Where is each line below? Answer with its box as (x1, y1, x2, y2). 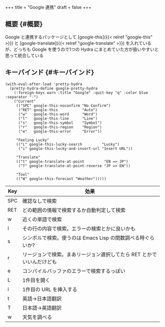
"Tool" (16, 172, 29, 177)
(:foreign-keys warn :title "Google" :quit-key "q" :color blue (14, 90, 148, 95)
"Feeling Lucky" (16, 137, 50, 143)
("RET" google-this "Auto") (18, 107, 98, 112)
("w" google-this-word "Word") (18, 112, 98, 117)
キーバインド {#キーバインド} (5, 68, 94, 77)
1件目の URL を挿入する (22, 286, 78, 293)
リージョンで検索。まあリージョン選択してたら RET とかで (22, 251, 157, 258)
